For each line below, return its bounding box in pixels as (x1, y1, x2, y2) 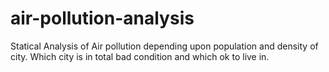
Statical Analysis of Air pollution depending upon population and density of (10, 40, 319, 52)
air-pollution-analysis (10, 7, 195, 30)
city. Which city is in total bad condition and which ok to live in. (10, 50, 270, 62)
